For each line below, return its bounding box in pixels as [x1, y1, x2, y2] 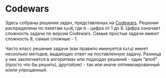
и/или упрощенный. [5, 66, 48, 73]
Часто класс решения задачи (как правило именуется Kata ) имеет [5, 45, 148, 51]
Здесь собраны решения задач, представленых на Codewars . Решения [5, 20, 158, 26]
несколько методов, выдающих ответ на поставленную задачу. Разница [5, 51, 161, 57]
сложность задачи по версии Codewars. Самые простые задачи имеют [5, 30, 159, 36]
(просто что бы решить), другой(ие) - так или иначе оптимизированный [5, 61, 160, 67]
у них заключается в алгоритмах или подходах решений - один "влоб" [5, 56, 158, 62]
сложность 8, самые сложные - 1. [5, 36, 78, 42]
